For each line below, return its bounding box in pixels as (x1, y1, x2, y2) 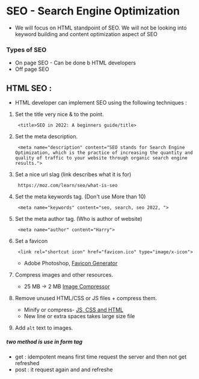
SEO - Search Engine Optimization (6, 4, 180, 18)
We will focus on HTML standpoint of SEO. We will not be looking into (14, 24, 187, 31)
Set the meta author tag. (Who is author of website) (14, 215, 142, 223)
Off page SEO (14, 66, 49, 73)
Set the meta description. (14, 133, 78, 140)
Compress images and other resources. (14, 271, 113, 279)
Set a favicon (14, 238, 48, 245)
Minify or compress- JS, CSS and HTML (23, 306, 124, 313)
